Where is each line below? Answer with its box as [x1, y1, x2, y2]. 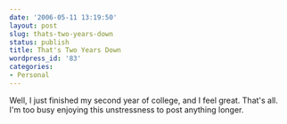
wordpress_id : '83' [9, 54, 82, 63]
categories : [9, 63, 53, 72]
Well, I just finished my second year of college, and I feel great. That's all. [9, 95, 279, 105]
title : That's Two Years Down [9, 46, 122, 55]
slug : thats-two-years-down [9, 29, 114, 38]
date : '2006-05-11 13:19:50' [9, 12, 118, 22]
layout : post [9, 21, 58, 30]
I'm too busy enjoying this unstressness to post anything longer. [9, 104, 244, 115]
